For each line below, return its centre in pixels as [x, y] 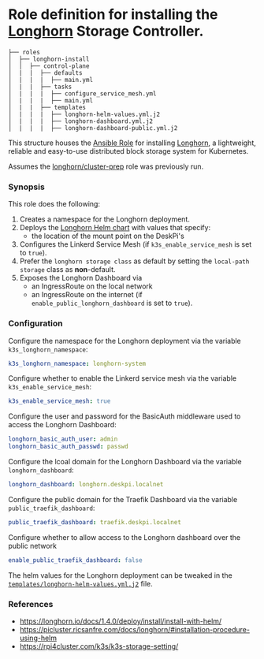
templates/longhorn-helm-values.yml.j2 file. [80, 583]
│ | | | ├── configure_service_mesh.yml [82, 93]
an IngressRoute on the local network [92, 286]
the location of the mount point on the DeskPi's [108, 236]
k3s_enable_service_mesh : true [59, 401]
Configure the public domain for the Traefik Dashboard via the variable [123, 499]
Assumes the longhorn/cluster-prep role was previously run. [106, 166]
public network [33, 545]
